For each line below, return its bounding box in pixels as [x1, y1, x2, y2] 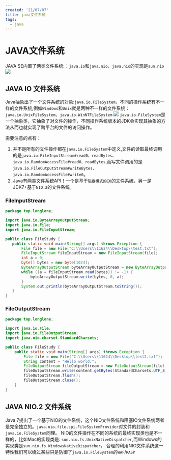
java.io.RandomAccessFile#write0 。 [12, 171, 88, 177]
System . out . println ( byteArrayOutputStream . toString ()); [21, 283, 142, 289]
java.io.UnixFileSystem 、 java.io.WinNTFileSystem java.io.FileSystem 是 [5, 111, 165, 118]
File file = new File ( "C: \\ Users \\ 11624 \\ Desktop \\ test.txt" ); [21, 246, 158, 251]
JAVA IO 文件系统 [5, 84, 60, 93]
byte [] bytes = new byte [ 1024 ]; [21, 260, 90, 265]
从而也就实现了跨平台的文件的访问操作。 [9, 124, 95, 130]
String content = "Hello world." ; [23, 359, 97, 364]
